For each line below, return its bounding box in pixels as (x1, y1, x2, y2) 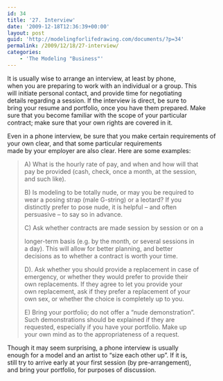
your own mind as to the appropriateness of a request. (24, 330, 180, 338)
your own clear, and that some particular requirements (7, 139, 163, 148)
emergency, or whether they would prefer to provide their (24, 272, 188, 281)
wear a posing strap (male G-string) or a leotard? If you (24, 195, 182, 204)
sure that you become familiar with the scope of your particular (7, 111, 187, 119)
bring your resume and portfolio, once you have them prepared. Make (7, 103, 206, 112)
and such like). (24, 175, 66, 183)
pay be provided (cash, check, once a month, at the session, (24, 167, 197, 175)
